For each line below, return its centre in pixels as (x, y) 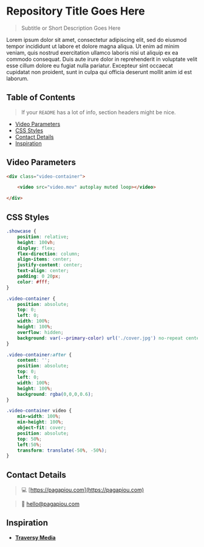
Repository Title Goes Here (76, 11)
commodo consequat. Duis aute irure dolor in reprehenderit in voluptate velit (102, 59)
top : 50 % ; (30, 439)
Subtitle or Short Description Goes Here (71, 28)
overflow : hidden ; (40, 332)
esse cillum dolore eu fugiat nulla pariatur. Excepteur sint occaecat (90, 66)
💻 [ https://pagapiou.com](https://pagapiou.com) (83, 490)
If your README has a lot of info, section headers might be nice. (98, 112)
